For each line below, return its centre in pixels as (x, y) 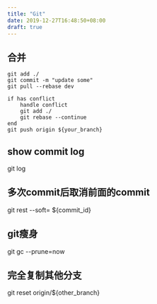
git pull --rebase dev (41, 87)
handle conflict (44, 105)
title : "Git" (27, 14)
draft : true (25, 27)
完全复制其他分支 (45, 275)
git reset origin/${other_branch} (54, 293)
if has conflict (31, 99)
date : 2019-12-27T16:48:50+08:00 (57, 21)
